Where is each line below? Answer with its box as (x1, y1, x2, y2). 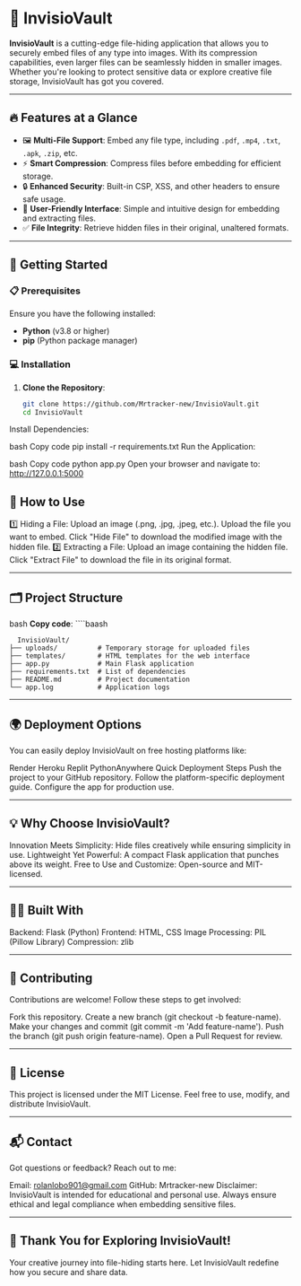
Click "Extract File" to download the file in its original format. (9, 555, 232, 565)
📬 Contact (9, 1134, 73, 1150)
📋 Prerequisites (9, 284, 81, 297)
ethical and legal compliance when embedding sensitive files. (9, 1198, 236, 1210)
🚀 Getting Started (9, 258, 108, 273)
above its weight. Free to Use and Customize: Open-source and (9, 859, 245, 870)
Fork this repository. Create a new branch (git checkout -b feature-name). (9, 1011, 282, 1022)
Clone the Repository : (21, 381, 106, 393)
